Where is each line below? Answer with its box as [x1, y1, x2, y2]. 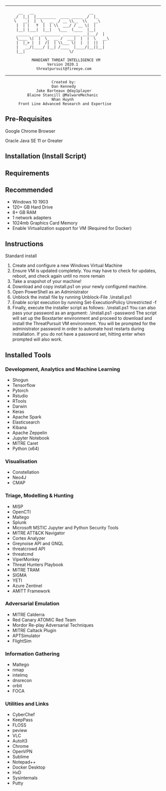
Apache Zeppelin [12, 430, 47, 435]
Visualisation [5, 458, 38, 465]
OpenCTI [12, 508, 31, 514]
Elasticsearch [12, 419, 40, 425]
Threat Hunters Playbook [12, 562, 63, 568]
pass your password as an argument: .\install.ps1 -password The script [12, 310, 157, 316]
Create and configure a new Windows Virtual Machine [12, 263, 123, 269]
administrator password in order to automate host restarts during [12, 326, 145, 332]
